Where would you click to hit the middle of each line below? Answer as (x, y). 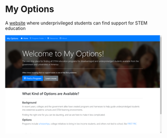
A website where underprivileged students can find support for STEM (76, 23)
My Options (30, 9)
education (15, 28)
